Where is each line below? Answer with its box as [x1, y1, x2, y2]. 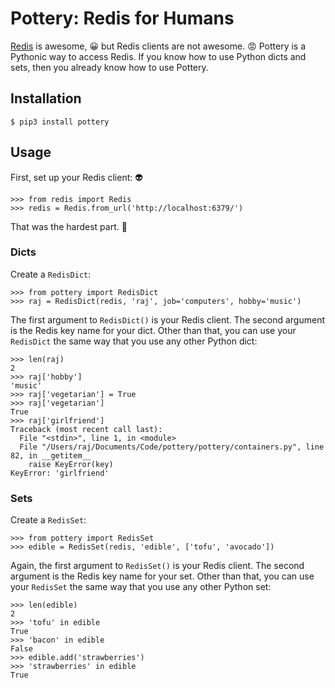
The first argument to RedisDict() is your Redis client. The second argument [10, 313, 326, 326]
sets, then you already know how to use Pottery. [10, 61, 209, 73]
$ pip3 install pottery [10, 117, 110, 127]
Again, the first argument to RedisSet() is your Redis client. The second [10, 560, 305, 572]
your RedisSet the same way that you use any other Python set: [10, 581, 272, 593]
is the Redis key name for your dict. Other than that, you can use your [10, 324, 297, 336]
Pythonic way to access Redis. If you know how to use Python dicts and [10, 50, 307, 62]
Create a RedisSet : [10, 514, 87, 526]
